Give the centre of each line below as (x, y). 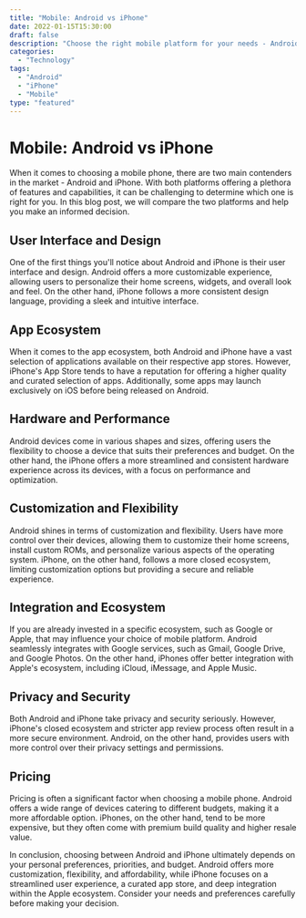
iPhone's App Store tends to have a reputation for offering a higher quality (148, 371)
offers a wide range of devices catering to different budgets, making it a (144, 808)
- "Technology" (46, 60)
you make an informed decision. (70, 211)
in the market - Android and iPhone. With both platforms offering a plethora (150, 182)
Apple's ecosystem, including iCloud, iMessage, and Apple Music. (133, 668)
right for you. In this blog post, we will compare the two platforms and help (149, 202)
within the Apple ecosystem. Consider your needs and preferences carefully (153, 893)
